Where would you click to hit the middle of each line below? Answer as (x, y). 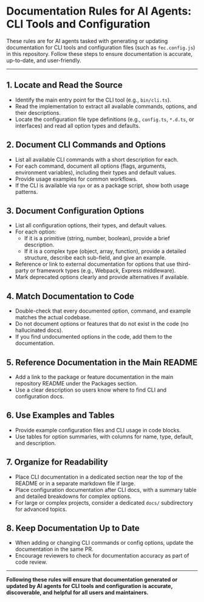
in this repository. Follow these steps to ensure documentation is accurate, (100, 54)
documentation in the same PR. (54, 549)
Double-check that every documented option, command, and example (103, 311)
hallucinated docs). (39, 330)
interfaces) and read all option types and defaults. (78, 125)
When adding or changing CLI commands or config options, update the (104, 543)
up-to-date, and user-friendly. (44, 60)
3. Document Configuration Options (75, 211)
